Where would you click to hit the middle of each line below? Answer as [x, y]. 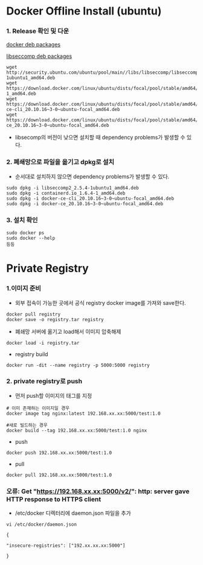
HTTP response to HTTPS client [54, 499]
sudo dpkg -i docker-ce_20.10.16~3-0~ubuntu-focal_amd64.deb [85, 203]
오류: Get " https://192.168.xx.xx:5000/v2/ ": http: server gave [98, 491]
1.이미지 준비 [24, 289]
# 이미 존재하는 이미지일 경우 [38, 408]
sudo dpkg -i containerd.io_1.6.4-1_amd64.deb [66, 193]
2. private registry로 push [44, 381]
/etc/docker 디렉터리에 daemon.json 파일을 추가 [73, 513]
